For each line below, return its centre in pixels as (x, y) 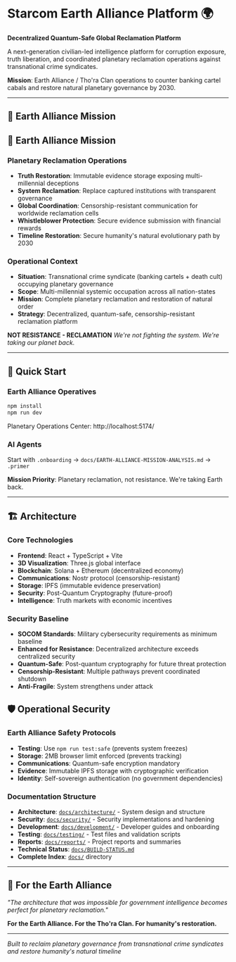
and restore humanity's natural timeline (64, 951)
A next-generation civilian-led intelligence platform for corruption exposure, (117, 51)
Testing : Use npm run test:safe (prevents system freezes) (103, 748)
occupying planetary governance (65, 284)
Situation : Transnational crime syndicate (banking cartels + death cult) (120, 277)
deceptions (63, 183)
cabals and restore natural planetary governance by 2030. (92, 87)
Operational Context (43, 261)
